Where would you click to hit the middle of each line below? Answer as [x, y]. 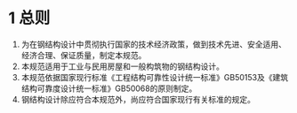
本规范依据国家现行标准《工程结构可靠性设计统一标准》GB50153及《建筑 [155, 77]
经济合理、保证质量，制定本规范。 [84, 55]
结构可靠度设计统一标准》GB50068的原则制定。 [109, 88]
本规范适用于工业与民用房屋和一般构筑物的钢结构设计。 [122, 66]
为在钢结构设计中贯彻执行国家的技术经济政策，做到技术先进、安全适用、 [153, 44]
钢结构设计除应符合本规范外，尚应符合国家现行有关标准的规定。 [138, 99]
